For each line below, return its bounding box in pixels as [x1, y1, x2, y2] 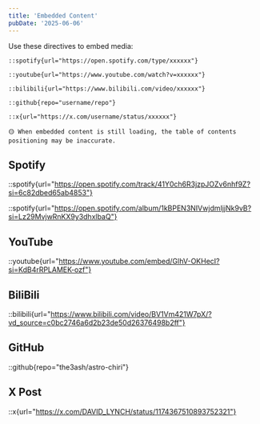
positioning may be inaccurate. [8, 137, 116, 145]
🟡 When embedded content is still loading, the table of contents [8, 127, 237, 136]
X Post [8, 386, 42, 399]
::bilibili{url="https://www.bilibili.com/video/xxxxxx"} [8, 85, 206, 93]
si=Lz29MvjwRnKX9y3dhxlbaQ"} [8, 212, 118, 222]
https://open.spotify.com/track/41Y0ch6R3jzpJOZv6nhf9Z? [54, 179, 250, 189]
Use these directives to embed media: [8, 41, 134, 50]
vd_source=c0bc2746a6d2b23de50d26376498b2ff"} [8, 318, 186, 327]
